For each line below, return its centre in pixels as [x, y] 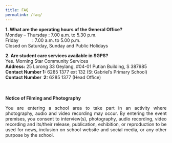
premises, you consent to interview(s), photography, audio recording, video [86, 118]
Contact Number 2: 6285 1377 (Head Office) [53, 77]
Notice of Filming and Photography [43, 98]
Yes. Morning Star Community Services [47, 61]
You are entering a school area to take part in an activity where [86, 108]
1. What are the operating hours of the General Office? [64, 29]
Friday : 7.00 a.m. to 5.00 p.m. [43, 40]
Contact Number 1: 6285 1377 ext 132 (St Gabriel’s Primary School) [76, 71]
